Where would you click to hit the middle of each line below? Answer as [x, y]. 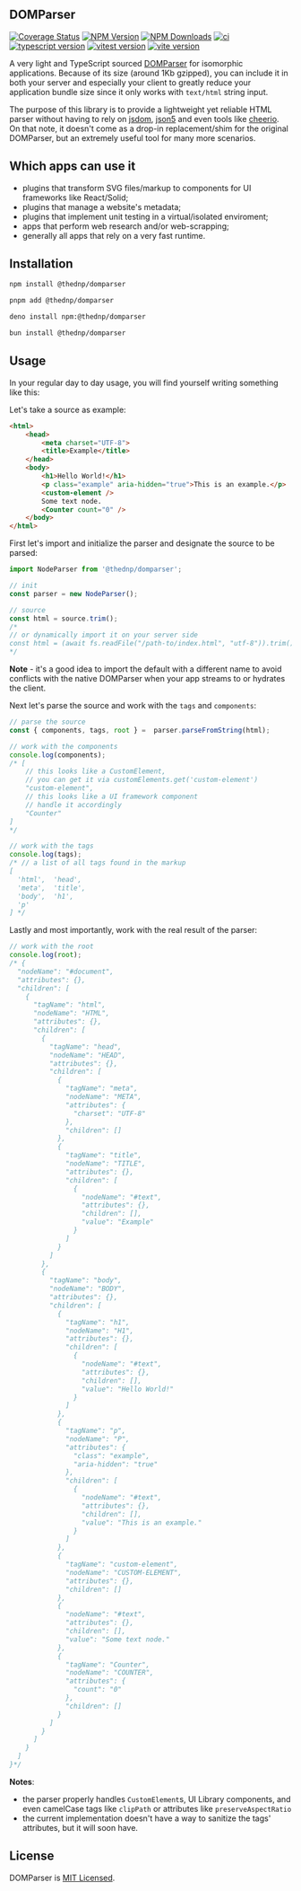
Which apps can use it [73, 167]
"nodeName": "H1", [100, 1331]
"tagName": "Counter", [108, 1665]
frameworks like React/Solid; [75, 198]
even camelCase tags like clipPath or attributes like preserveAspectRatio [157, 1808]
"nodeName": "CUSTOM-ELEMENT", [124, 1572]
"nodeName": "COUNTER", [110, 1673]
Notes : [22, 1781]
